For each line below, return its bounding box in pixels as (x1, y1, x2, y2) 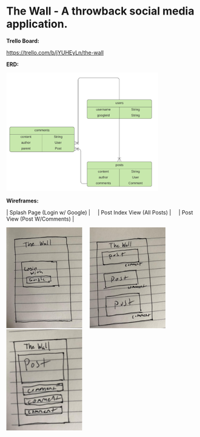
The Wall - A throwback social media (6, 4, 195, 18)
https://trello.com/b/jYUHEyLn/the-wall (6, 48, 104, 56)
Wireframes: (6, 197, 39, 204)
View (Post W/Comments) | (6, 215, 75, 222)
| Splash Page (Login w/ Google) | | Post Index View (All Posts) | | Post (6, 208, 193, 216)
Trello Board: (6, 37, 39, 44)
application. (6, 17, 68, 31)
